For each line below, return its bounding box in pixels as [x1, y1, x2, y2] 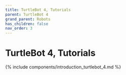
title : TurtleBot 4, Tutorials [5, 7, 71, 12]
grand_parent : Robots [5, 16, 51, 21]
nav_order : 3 [5, 26, 33, 31]
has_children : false [5, 21, 49, 26]
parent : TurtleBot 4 [5, 12, 49, 17]
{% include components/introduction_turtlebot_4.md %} [5, 64, 121, 70]
